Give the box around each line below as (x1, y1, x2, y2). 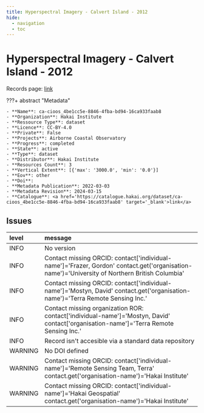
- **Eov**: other (6, 173, 50, 179)
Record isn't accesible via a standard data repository (44, 337, 195, 345)
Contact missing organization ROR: (44, 304, 144, 312)
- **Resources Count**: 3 (6, 162, 72, 168)
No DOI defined (44, 347, 89, 355)
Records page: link (6, 85, 53, 92)
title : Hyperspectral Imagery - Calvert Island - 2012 (6, 9, 148, 15)
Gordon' (91, 262, 115, 269)
